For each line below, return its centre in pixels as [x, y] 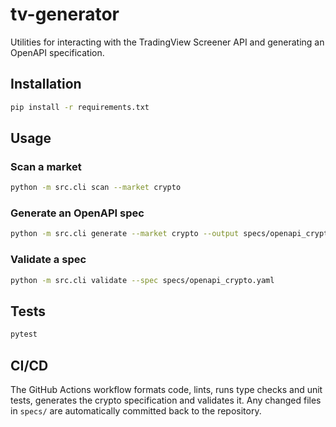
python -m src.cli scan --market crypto [96, 188]
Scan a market [46, 166]
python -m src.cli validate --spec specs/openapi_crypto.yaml [142, 280]
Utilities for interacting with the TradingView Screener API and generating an [167, 42]
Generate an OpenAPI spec [77, 213]
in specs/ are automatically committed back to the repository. [136, 411]
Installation [46, 84]
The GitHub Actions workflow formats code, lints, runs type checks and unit [166, 390]
